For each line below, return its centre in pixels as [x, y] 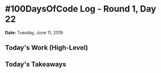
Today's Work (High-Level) [47, 48]
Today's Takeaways [36, 64]
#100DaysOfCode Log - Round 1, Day [80, 9]
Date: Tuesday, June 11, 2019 [34, 32]
